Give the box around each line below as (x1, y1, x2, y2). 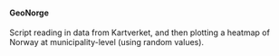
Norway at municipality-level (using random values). (9, 37, 205, 48)
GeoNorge (9, 7, 50, 18)
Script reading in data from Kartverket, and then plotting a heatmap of (9, 27, 270, 38)
